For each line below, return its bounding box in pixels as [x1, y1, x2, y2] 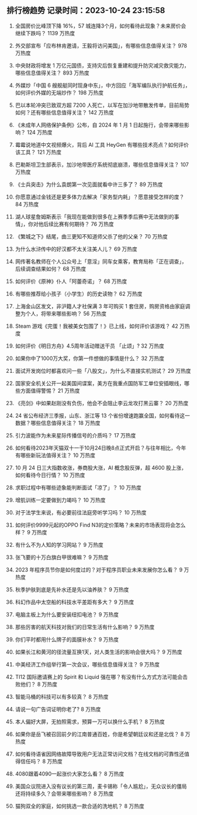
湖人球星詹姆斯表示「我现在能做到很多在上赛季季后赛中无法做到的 [15, 213, 174, 220]
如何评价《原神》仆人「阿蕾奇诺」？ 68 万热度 [15, 278, 127, 285]
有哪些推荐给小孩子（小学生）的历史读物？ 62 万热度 [15, 290, 143, 297]
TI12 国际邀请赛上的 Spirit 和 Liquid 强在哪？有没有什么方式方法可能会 [15, 673, 183, 680]
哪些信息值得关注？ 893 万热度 [15, 69, 89, 76]
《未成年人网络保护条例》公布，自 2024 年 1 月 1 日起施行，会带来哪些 [15, 121, 185, 128]
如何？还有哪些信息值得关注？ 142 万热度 [15, 109, 114, 116]
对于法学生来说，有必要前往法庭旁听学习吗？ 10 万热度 [15, 508, 147, 516]
